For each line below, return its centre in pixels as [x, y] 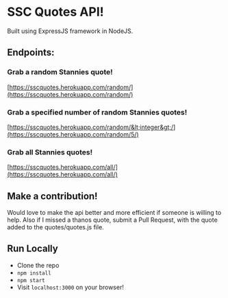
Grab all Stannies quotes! [50, 152]
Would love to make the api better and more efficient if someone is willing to [114, 213]
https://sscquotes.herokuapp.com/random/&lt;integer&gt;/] [92, 127]
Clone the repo [38, 265]
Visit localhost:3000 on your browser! [71, 287]
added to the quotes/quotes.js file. [55, 227]
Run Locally [33, 249]
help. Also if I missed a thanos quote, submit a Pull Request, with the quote [112, 220]
